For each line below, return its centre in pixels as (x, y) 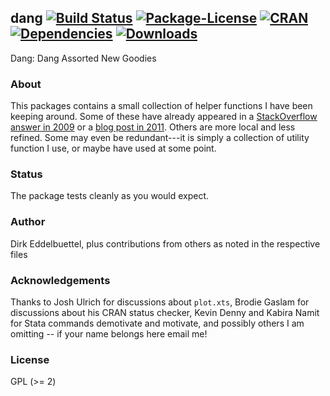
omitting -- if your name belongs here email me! (109, 334)
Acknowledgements (60, 280)
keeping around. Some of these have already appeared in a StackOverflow (164, 117)
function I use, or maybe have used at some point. (113, 148)
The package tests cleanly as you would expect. (110, 196)
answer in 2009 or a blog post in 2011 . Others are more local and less (153, 127)
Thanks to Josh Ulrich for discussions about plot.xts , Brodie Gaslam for (160, 302)
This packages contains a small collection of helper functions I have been (161, 106)
